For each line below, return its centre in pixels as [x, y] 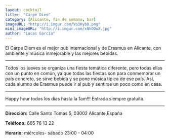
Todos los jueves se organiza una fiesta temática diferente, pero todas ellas [84, 68]
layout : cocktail [24, 10]
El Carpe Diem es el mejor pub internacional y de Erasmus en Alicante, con [83, 48]
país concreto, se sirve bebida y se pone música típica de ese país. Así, [80, 79]
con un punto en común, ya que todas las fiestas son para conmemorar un [83, 73]
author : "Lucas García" [30, 33]
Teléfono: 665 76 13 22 [30, 123]
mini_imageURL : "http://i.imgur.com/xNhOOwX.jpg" [59, 29]
